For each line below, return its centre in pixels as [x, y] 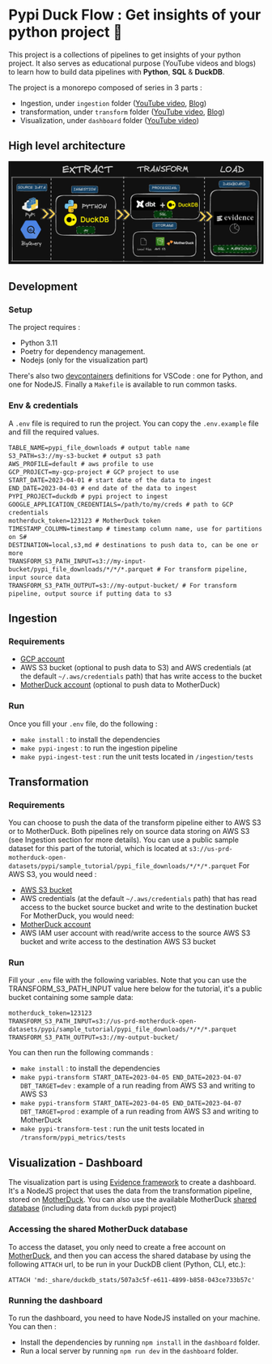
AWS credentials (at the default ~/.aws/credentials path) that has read [138, 899]
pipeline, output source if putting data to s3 [90, 593]
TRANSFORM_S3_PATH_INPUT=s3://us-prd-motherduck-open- [103, 1022]
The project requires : [45, 327]
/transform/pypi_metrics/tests [73, 1138]
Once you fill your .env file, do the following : [83, 724]
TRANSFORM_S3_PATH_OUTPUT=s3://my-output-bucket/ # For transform [123, 585]
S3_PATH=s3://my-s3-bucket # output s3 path [85, 455]
